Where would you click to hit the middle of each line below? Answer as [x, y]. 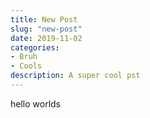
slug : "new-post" [46, 29]
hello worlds [35, 103]
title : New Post [44, 19]
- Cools [26, 66]
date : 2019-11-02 [46, 38]
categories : [35, 47]
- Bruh [24, 57]
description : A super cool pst [75, 76]
